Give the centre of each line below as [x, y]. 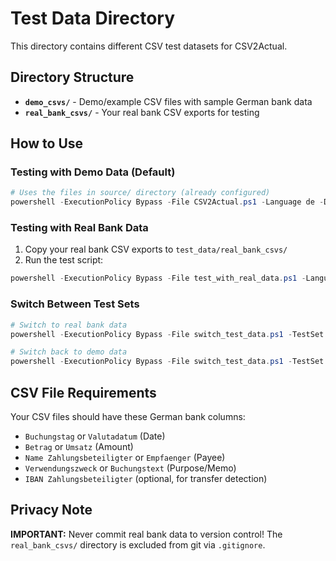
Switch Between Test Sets [75, 304]
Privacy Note [51, 510]
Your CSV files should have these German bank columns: [128, 416]
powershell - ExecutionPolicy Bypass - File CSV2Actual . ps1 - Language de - [167, 202]
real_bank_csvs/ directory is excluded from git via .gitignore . [138, 544]
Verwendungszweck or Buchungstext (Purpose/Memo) [130, 468]
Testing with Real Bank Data [79, 228]
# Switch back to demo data [69, 352]
